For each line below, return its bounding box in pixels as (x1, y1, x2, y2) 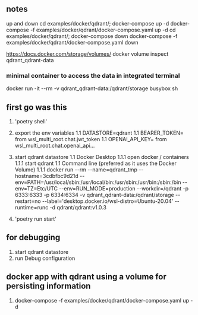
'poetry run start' (14, 215, 56, 222)
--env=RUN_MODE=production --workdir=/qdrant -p (59, 184, 189, 192)
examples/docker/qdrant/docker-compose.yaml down (6, 39, 139, 46)
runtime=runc (14, 203, 49, 211)
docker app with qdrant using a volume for (6, 272, 166, 282)
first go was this (6, 102, 67, 112)
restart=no (14, 198, 41, 205)
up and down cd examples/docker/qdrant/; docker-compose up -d (6, 20, 169, 27)
